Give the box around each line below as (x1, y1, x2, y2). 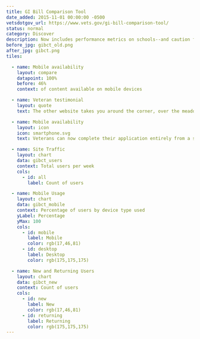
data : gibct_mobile (17, 201, 65, 208)
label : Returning (27, 318, 70, 324)
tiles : (6, 53, 23, 59)
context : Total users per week (17, 163, 95, 169)
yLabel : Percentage (17, 213, 65, 219)
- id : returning (21, 312, 62, 319)
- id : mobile (21, 230, 55, 236)
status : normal (6, 25, 44, 32)
